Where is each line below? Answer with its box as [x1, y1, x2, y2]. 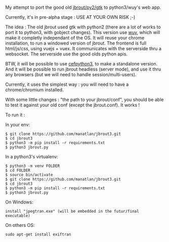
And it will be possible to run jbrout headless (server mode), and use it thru [5, 66, 161, 72]
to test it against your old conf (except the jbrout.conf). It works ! [5, 102, 140, 108]
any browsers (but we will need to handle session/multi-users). [5, 72, 137, 78]
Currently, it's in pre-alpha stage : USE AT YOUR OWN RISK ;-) [5, 14, 136, 20]
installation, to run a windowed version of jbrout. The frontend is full [5, 40, 147, 46]
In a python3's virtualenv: [5, 154, 58, 159]
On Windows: [5, 199, 33, 205]
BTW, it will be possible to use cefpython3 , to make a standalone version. [5, 61, 158, 66]
